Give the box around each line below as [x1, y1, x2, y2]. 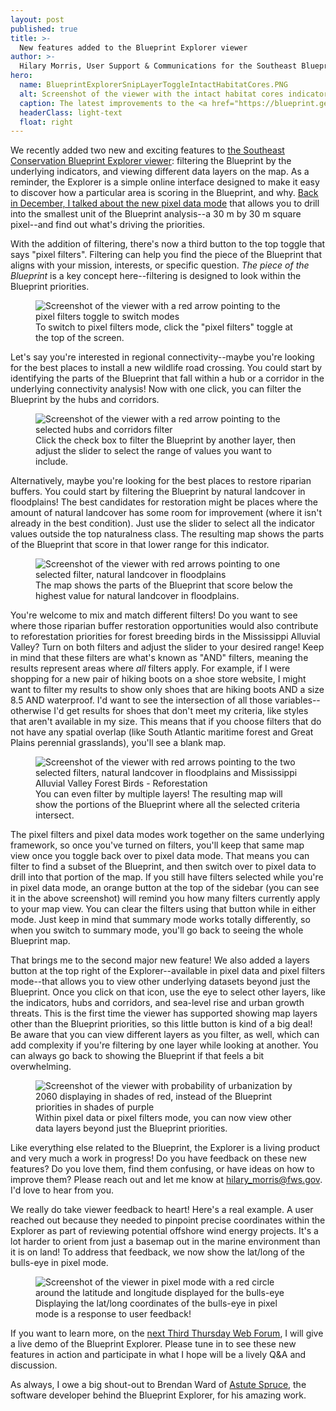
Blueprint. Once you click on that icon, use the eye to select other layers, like [10, 986, 326, 998]
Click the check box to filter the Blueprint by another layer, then [35, 434, 297, 446]
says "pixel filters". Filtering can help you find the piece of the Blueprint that [10, 249, 322, 261]
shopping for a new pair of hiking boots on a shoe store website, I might [10, 673, 307, 685]
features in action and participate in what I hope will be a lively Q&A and [10, 1349, 307, 1361]
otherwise [10, 705, 52, 717]
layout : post [10, 14, 65, 25]
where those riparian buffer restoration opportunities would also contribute [10, 620, 319, 632]
